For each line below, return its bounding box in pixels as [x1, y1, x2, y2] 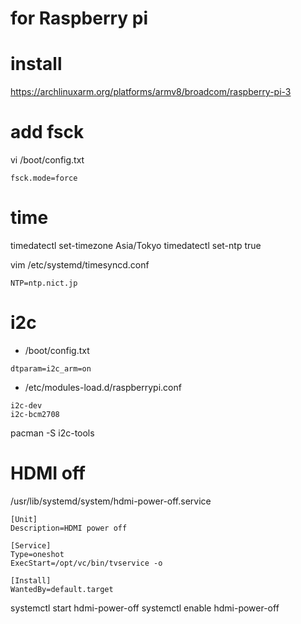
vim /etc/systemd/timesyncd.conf [10, 259, 150, 271]
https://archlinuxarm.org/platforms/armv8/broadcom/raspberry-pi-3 [10, 86, 292, 98]
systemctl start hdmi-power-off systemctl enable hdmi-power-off [10, 602, 280, 614]
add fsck [10, 121, 85, 144]
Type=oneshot [10, 549, 65, 559]
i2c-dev [10, 400, 43, 411]
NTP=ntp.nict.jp [10, 278, 78, 288]
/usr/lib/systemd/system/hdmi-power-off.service [10, 495, 212, 507]
